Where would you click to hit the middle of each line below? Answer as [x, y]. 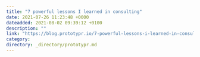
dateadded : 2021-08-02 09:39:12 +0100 [54, 23]
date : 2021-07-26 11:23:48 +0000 [48, 17]
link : [13, 34]
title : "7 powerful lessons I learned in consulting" [74, 12]
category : [18, 39]
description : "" [26, 28]
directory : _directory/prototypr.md [51, 45]
